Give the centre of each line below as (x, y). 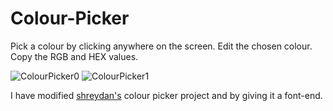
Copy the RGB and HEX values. (74, 56)
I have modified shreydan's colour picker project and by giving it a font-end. (166, 95)
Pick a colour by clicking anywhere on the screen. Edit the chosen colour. (161, 46)
